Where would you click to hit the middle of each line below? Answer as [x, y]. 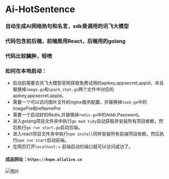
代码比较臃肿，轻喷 [29, 56]
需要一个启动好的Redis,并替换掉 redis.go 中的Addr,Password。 [77, 115]
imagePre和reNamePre [37, 108]
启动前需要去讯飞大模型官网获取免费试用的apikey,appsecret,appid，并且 [88, 83]
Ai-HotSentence [40, 9]
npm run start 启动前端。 [43, 140]
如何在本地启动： [26, 71]
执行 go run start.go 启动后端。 [50, 128]
